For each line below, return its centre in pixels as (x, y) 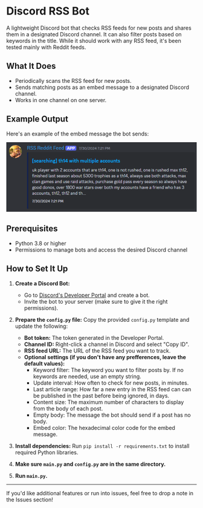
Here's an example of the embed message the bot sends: (78, 134)
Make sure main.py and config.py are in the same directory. (90, 464)
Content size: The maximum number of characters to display (108, 402)
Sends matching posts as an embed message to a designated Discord (102, 87)
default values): (44, 363)
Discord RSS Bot (48, 11)
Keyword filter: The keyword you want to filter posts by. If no (108, 370)
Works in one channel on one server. (61, 100)
